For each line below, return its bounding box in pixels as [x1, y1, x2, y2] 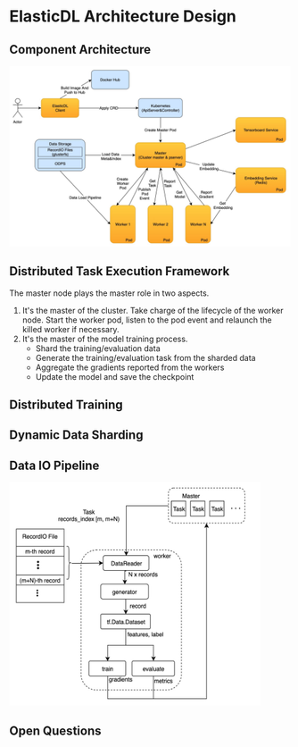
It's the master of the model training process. [21, 333, 188, 344]
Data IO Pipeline [9, 457, 100, 473]
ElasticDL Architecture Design [9, 6, 236, 27]
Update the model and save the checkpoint [35, 371, 195, 382]
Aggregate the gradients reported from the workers [35, 362, 225, 373]
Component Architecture [9, 42, 152, 57]
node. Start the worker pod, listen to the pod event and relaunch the [21, 315, 272, 325]
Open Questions [9, 723, 102, 738]
